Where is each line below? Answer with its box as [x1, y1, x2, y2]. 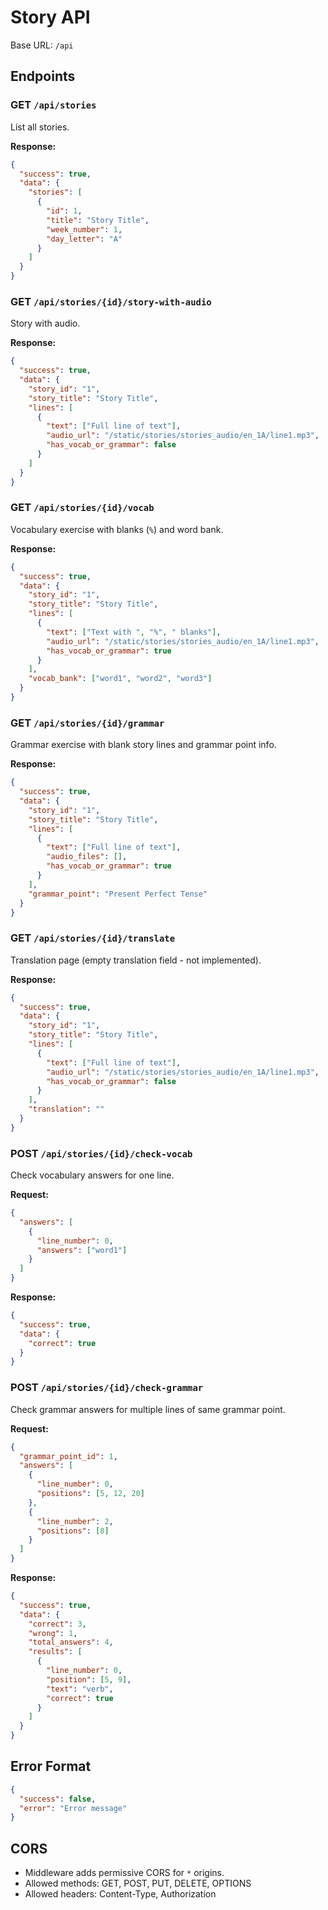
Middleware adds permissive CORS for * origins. [24, 1867, 225, 1879]
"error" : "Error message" [19, 1803, 128, 1813]
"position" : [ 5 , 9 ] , [46, 1674, 132, 1685]
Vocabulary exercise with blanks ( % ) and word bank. [10, 523, 224, 535]
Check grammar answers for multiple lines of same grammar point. [10, 1403, 286, 1415]
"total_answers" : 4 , [28, 1637, 114, 1648]
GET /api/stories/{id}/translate [10, 931, 176, 945]
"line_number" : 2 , [36, 1516, 114, 1526]
